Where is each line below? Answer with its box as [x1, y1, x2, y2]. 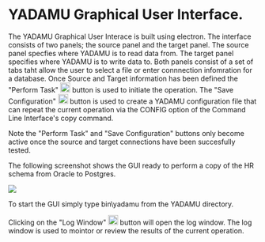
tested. [8, 145, 32, 155]
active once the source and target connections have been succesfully [8, 137, 236, 146]
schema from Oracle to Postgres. [8, 168, 116, 179]
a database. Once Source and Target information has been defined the [8, 74, 239, 83]
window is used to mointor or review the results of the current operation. [8, 225, 244, 235]
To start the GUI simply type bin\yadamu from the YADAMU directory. [8, 199, 234, 209]
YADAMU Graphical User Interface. [8, 6, 244, 24]
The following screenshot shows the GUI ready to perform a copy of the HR [8, 161, 255, 170]
